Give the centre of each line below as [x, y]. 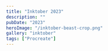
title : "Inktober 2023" [35, 11]
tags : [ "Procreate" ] [31, 39]
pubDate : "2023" [26, 22]
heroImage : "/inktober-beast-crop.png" [55, 28]
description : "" [26, 17]
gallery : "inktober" [31, 33]
